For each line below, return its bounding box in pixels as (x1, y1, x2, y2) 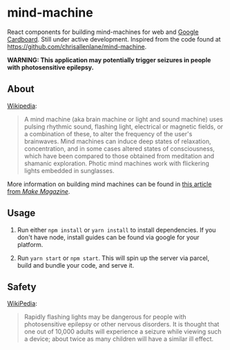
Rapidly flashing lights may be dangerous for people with (23, 313, 186, 321)
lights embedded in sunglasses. (23, 166, 115, 174)
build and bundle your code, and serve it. (17, 261, 135, 269)
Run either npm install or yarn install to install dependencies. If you (17, 225, 216, 234)
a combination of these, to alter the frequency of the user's (23, 129, 193, 138)
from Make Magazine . (7, 187, 70, 195)
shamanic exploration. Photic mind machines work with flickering (23, 159, 209, 167)
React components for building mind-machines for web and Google (7, 28, 199, 36)
